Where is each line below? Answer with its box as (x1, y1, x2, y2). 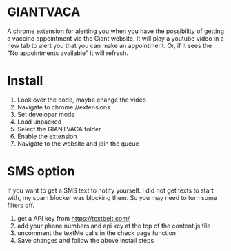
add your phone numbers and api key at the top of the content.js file (17, 221, 211, 230)
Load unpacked (17, 118, 62, 126)
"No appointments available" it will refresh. (7, 49, 129, 57)
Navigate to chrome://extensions (17, 102, 110, 111)
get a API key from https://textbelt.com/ (17, 214, 130, 222)
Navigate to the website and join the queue (17, 139, 139, 148)
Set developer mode (17, 110, 75, 118)
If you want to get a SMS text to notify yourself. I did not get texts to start (7, 186, 214, 195)
